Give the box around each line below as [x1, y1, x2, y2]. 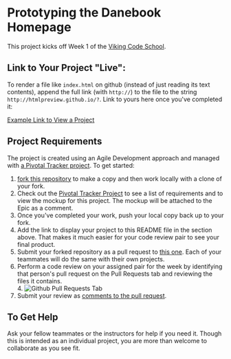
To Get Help [7, 311, 58, 323]
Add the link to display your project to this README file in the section [16, 226, 212, 234]
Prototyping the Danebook [7, 5, 162, 21]
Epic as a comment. [16, 204, 74, 212]
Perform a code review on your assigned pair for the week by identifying [16, 262, 223, 270]
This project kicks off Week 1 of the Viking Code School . [7, 42, 166, 50]
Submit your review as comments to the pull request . [16, 291, 167, 300]
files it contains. [16, 276, 63, 285]
